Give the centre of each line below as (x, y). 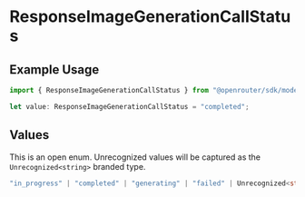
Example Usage (54, 69)
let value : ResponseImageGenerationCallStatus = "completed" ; (129, 106)
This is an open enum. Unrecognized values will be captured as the (135, 157)
